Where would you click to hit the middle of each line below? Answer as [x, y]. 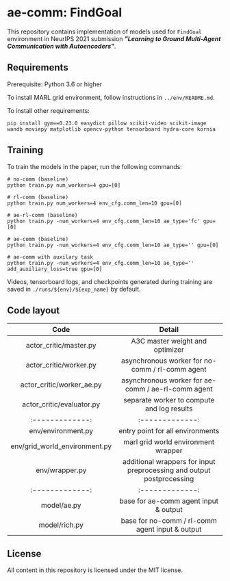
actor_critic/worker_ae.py [61, 385]
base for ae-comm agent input [169, 501]
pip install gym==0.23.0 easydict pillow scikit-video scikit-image [107, 123]
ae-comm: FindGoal [65, 13]
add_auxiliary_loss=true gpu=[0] [55, 269]
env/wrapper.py [61, 470]
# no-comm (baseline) [38, 179]
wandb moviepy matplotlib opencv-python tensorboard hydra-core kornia [111, 129]
